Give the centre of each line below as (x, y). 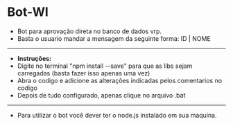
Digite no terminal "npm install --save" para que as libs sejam (105, 66)
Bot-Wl (28, 12)
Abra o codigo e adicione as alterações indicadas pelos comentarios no (120, 80)
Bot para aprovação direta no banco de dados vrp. (89, 31)
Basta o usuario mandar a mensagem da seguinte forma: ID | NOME (114, 38)
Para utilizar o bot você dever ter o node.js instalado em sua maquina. (117, 115)
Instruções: (34, 58)
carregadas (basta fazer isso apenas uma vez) (84, 73)
